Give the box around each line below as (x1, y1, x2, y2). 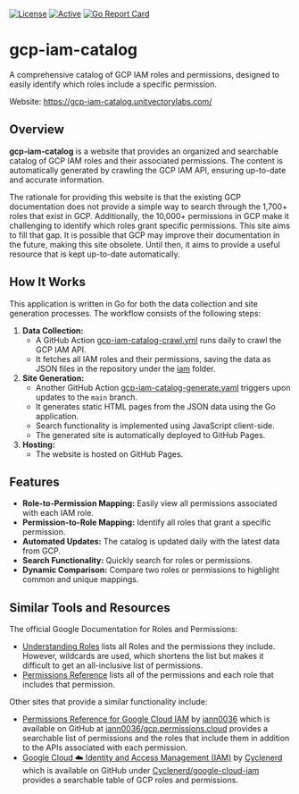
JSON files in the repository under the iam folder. (35, 363, 216, 374)
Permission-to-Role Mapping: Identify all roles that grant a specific (21, 517, 272, 528)
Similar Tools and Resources (9, 600, 171, 615)
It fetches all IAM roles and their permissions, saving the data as (35, 353, 271, 364)
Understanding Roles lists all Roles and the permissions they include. (21, 641, 276, 652)
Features (9, 474, 60, 489)
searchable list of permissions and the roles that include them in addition (21, 733, 290, 744)
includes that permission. (21, 680, 116, 690)
